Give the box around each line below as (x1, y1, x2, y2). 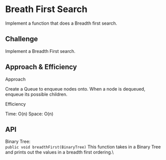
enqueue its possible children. (5, 91, 68, 97)
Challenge (5, 35, 38, 43)
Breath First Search (5, 4, 88, 15)
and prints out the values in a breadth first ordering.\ (5, 149, 114, 155)
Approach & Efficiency (5, 63, 77, 71)
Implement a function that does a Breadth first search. (5, 20, 117, 26)
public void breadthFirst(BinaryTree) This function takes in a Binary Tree (5, 144, 161, 150)
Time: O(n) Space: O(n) (5, 111, 54, 117)
